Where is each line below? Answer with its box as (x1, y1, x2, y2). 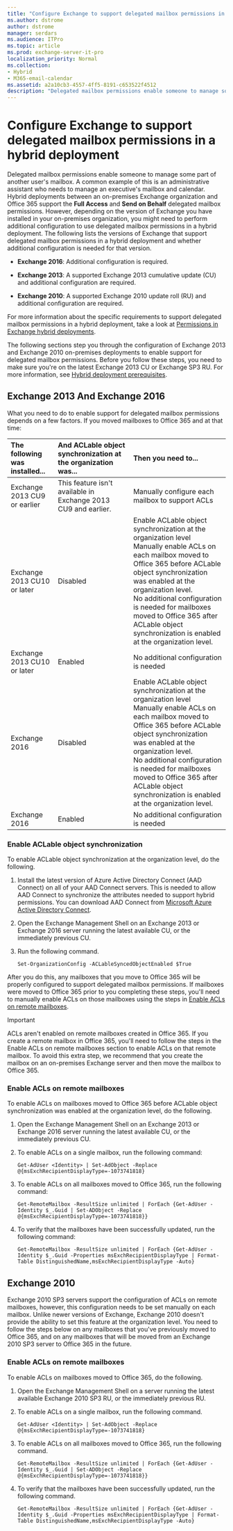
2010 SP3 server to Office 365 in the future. (7, 1340, 132, 1348)
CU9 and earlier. (58, 504, 112, 514)
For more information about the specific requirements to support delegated (7, 313, 222, 321)
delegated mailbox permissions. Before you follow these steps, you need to (7, 356, 222, 364)
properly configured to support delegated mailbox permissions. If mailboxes (7, 981, 224, 989)
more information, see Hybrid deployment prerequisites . (7, 370, 168, 379)
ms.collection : (7, 62, 51, 69)
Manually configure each (132, 486, 214, 496)
